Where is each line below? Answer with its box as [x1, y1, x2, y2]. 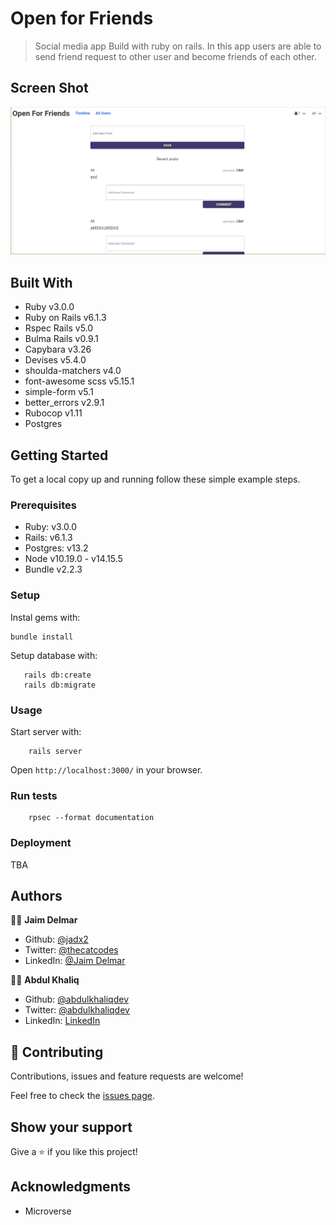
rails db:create [23, 670, 92, 680]
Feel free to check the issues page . [10, 1090, 155, 1102]
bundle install [10, 632, 74, 642]
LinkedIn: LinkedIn [24, 1015, 101, 1027]
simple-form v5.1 [24, 386, 94, 398]
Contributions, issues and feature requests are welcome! [10, 1070, 244, 1082]
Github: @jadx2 [24, 933, 89, 946]
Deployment [10, 836, 72, 850]
